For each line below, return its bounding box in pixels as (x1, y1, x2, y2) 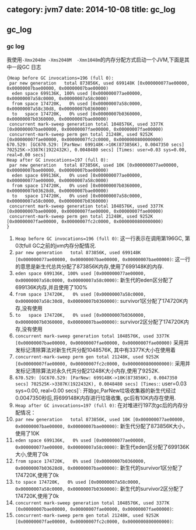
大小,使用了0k (15, 451, 49, 458)
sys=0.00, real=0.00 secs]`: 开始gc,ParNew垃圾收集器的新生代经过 (15, 387, 177, 394)
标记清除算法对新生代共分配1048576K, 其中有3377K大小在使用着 (20, 347, 176, 354)
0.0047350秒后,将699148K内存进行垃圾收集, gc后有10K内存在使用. (15, 395, 176, 402)
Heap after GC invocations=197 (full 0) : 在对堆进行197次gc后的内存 (15, 402, 183, 409)
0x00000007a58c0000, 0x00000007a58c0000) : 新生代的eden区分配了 (15, 276, 174, 283)
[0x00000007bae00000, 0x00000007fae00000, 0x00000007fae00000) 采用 (15, 339, 184, 346)
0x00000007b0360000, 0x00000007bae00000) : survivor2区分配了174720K (15, 319, 184, 326)
